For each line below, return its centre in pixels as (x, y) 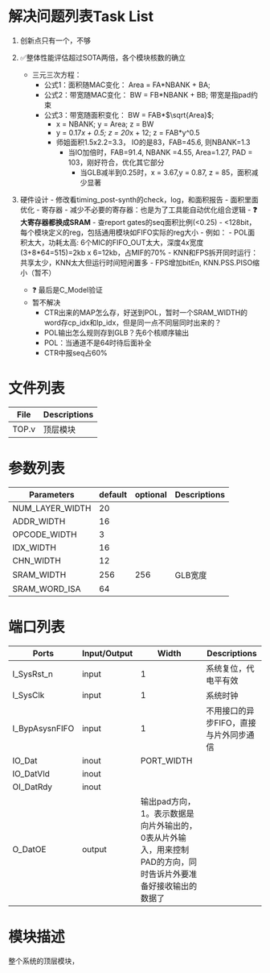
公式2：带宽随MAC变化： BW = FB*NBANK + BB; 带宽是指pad (147, 94)
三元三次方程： (57, 74)
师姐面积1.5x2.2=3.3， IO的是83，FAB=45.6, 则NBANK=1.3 (153, 142)
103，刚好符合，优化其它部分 (116, 162)
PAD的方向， (164, 862)
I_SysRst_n (33, 674)
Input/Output (107, 653)
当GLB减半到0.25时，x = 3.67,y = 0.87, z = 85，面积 (166, 172)
